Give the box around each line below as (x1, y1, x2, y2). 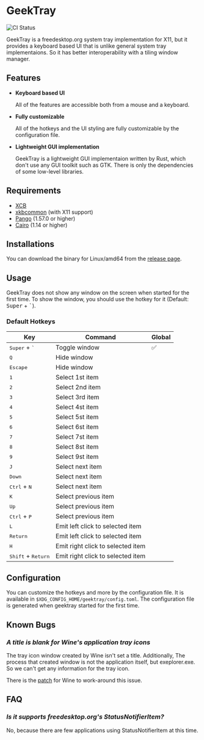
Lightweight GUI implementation (15, 143, 100, 150)
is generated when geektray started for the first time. (6, 602, 140, 609)
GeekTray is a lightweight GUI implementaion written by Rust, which (15, 155, 186, 162)
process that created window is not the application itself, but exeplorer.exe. (6, 658, 195, 665)
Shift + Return (9, 552, 50, 560)
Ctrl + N (9, 482, 32, 491)
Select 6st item (56, 423, 99, 431)
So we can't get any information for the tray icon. (6, 664, 130, 672)
